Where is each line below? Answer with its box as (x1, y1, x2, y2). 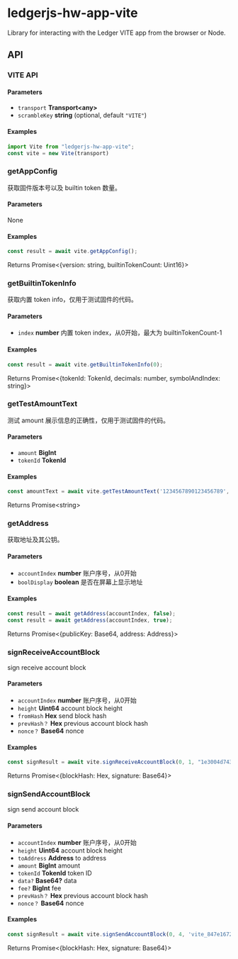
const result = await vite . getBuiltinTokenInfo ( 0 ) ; (7, 361, 163, 368)
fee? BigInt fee (17, 884, 62, 892)
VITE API (7, 70, 38, 80)
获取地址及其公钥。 (7, 535, 64, 544)
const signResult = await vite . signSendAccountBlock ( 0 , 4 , (7, 931, 186, 938)
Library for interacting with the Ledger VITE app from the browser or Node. (7, 28, 226, 37)
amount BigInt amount (17, 861, 80, 870)
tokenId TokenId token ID (17, 868, 92, 877)
